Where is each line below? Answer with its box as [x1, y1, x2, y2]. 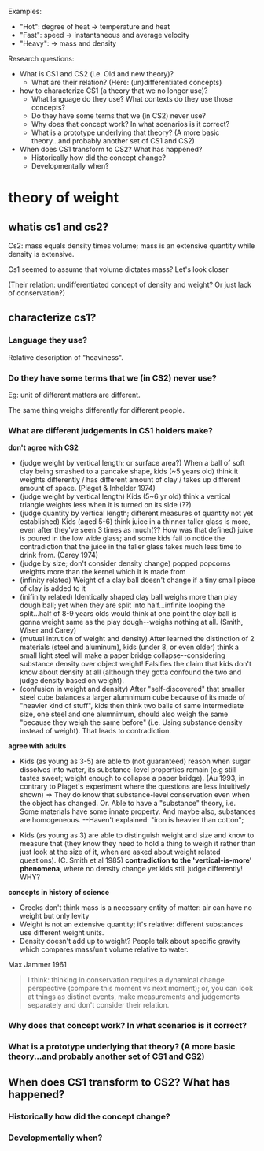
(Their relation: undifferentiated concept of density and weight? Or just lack [8, 280, 251, 289]
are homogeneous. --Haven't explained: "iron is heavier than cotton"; [19, 815, 244, 825]
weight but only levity [19, 912, 90, 921]
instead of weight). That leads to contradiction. [19, 726, 171, 736]
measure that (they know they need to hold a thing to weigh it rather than [19, 839, 256, 848]
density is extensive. [8, 250, 75, 258]
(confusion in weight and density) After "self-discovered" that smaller [19, 685, 245, 694]
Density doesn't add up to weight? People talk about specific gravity [19, 937, 241, 946]
